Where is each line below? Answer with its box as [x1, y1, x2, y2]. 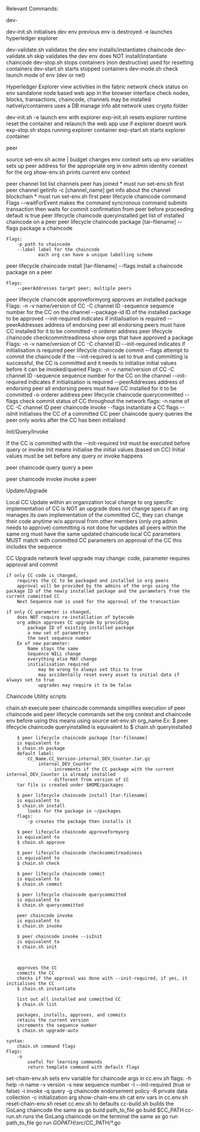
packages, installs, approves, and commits [17, 1012, 127, 1018]
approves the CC [17, 965, 58, 971]
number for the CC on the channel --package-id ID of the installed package [6, 309, 192, 315]
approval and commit [6, 561, 58, 568]
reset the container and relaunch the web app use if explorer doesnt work [6, 120, 187, 127]
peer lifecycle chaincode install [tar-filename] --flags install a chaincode [6, 262, 183, 269]
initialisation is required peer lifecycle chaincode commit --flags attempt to [6, 346, 189, 354]
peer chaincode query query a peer [6, 464, 93, 471]
